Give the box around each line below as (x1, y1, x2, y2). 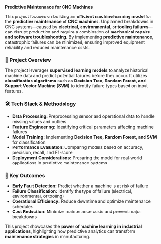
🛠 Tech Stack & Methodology (5, 100, 76, 107)
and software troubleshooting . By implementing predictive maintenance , (5, 34, 154, 40)
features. (5, 88, 23, 94)
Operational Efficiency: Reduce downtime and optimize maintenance (12, 198, 151, 204)
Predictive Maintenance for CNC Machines (5, 4, 93, 10)
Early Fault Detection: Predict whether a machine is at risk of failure (12, 183, 149, 189)
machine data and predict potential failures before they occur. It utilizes (5, 73, 147, 79)
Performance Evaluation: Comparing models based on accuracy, (12, 144, 144, 150)
